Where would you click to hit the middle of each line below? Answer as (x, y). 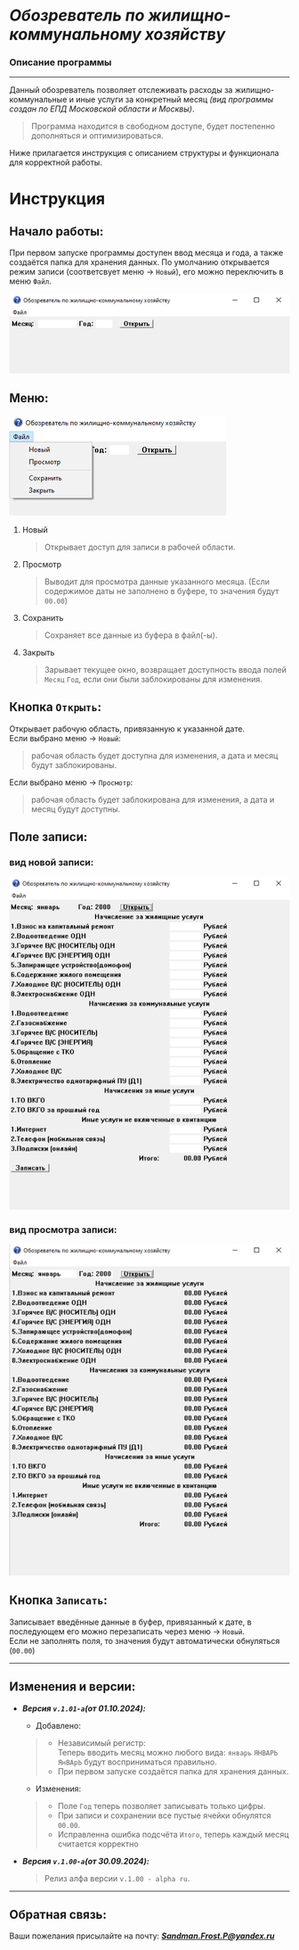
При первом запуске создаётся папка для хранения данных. (173, 1771)
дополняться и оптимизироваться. (97, 136)
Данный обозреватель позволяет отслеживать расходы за (121, 90)
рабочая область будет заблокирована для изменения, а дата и (153, 799)
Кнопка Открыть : (56, 707)
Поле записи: (48, 836)
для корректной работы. (56, 162)
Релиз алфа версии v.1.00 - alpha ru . (117, 1878)
